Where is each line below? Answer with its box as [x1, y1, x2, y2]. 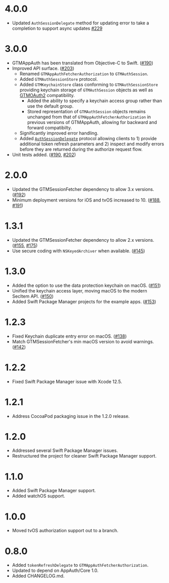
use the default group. [27, 103, 74, 109]
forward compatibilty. [27, 124, 72, 131]
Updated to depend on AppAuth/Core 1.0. [12, 567, 99, 574]
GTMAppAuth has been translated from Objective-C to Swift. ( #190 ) [12, 59, 154, 66]
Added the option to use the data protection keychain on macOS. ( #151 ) [12, 282, 161, 288]
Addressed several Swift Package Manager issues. [12, 447, 118, 454]
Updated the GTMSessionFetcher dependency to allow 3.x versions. [12, 186, 155, 192]
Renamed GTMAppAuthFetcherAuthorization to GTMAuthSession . [19, 71, 149, 77]
